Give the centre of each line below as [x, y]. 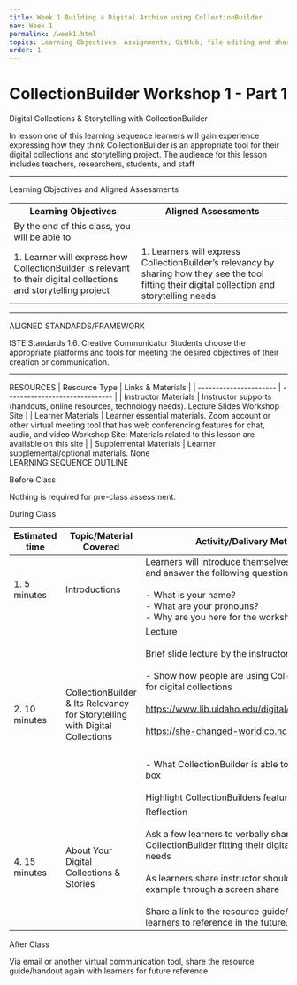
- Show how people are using [207, 676]
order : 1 [25, 50]
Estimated [35, 536]
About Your [89, 850]
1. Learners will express [190, 251]
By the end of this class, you [72, 227]
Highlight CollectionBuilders [203, 797]
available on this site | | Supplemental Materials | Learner [113, 444]
